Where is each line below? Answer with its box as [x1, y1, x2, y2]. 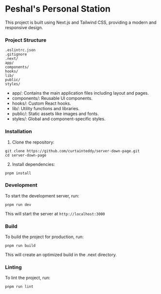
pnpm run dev [5, 202, 32, 207]
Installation [5, 128, 32, 135]
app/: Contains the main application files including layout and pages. [12, 90, 149, 96]
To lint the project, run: [5, 275, 50, 281]
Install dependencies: [12, 161, 55, 167]
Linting [5, 264, 22, 271]
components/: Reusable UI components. [12, 96, 93, 101]
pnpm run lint [5, 284, 34, 289]
